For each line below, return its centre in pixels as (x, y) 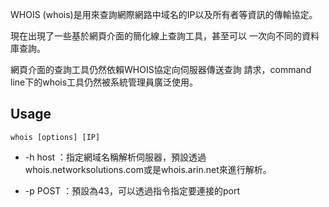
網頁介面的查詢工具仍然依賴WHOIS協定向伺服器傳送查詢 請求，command (161, 69)
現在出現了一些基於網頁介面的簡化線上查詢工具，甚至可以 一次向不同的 (156, 36)
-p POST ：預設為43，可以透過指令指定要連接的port (132, 190)
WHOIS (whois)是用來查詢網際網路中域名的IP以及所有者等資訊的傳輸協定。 (164, 14)
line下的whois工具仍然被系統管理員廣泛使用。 (104, 82)
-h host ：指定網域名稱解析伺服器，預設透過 (115, 157)
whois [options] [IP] (55, 137)
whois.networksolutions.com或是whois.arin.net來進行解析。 (148, 169)
